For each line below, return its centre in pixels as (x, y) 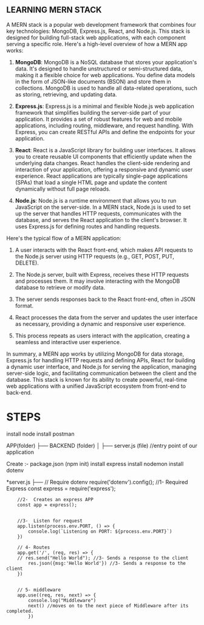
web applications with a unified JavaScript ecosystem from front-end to (96, 386)
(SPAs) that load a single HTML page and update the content (91, 182)
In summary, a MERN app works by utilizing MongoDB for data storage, (95, 354)
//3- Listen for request (50, 521)
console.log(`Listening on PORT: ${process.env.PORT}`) (100, 531)
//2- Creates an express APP (56, 499)
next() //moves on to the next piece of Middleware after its (108, 606)
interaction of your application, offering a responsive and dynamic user (104, 169)
